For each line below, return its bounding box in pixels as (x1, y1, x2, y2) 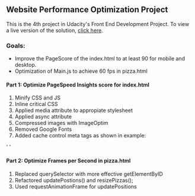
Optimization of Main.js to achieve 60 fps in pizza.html (14, 68, 148, 75)
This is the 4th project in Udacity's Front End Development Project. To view (6, 20, 190, 27)
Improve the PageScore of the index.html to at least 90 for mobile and (14, 55, 186, 62)
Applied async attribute (14, 113, 72, 120)
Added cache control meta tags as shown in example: (14, 132, 146, 139)
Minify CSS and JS (14, 94, 61, 101)
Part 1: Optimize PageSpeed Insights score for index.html (6, 81, 150, 88)
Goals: (6, 41, 25, 50)
